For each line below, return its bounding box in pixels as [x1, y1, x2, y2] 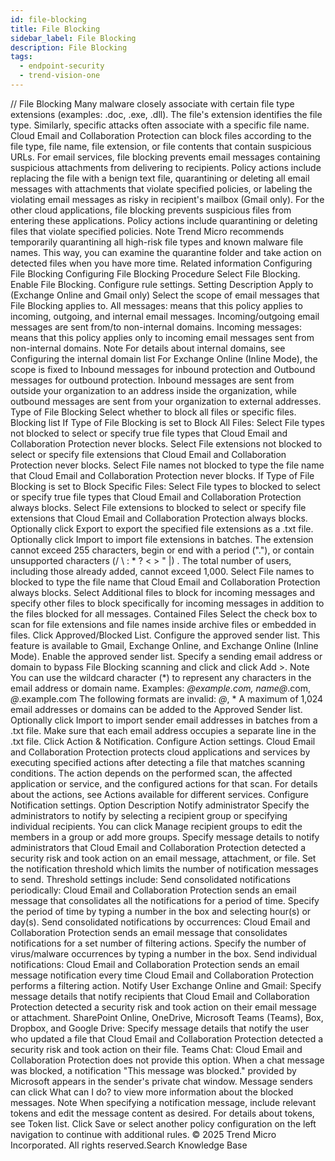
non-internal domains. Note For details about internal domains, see [10, 342, 286, 354]
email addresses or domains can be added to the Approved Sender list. [10, 703, 303, 715]
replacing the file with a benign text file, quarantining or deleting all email [10, 172, 310, 184]
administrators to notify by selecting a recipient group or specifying [10, 809, 288, 821]
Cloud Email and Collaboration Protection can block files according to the [10, 129, 312, 141]
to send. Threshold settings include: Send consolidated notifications [10, 873, 291, 885]
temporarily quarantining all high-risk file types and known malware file [10, 236, 304, 248]
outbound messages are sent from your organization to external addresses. [10, 395, 322, 407]
